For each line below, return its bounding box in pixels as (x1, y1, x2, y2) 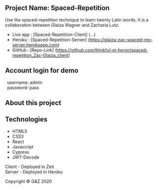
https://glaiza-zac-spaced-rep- (90, 37, 153, 42)
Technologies (5, 115, 48, 124)
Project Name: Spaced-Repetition (5, 4, 110, 12)
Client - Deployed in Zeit (5, 164, 54, 169)
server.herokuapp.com (12, 42, 58, 48)
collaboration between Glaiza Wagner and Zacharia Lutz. (5, 22, 120, 28)
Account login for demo (5, 66, 79, 75)
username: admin (7, 79, 43, 85)
